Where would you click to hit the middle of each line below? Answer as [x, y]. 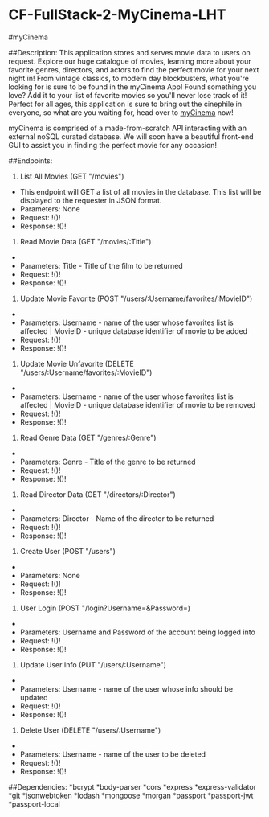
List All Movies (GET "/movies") [72, 176]
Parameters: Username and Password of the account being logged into [137, 632]
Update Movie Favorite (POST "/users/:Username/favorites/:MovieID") [136, 298]
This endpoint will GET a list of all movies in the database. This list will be [141, 191]
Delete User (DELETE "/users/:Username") [90, 730]
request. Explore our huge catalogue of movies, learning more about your [130, 61]
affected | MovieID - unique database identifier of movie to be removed [138, 404]
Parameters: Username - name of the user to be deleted [113, 754]
